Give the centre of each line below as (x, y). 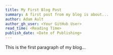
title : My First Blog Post (33, 10)
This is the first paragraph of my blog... (46, 47)
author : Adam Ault (24, 19)
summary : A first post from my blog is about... (57, 14)
